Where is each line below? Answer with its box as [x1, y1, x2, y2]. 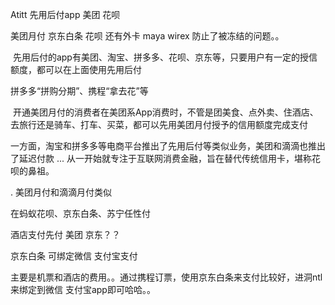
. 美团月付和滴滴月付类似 [10, 186, 112, 198]
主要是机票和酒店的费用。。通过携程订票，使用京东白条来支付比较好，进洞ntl [10, 271, 323, 283]
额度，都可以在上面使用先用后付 [10, 64, 142, 75]
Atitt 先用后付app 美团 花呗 [10, 9, 121, 20]
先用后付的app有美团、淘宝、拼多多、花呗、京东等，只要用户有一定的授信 [12, 51, 318, 63]
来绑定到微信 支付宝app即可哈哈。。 [10, 284, 156, 295]
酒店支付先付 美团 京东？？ [10, 229, 121, 240]
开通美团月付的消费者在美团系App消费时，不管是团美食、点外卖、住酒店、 [12, 106, 319, 118]
